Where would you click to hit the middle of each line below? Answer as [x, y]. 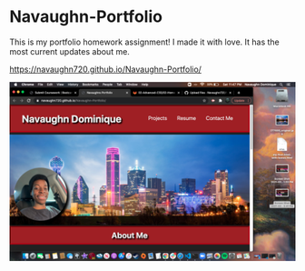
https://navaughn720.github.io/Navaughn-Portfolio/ [106, 69]
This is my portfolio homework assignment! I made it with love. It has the [144, 42]
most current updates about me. [69, 51]
